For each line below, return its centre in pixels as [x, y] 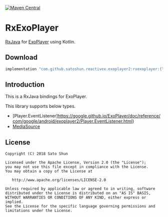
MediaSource [26, 126]
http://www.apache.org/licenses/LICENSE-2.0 [59, 180]
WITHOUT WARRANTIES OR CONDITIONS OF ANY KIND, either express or [76, 197]
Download [21, 57]
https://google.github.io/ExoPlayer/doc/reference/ [109, 116]
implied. [14, 202]
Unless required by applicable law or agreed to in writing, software [80, 189]
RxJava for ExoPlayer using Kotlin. [40, 41]
